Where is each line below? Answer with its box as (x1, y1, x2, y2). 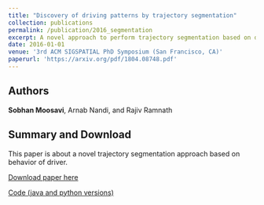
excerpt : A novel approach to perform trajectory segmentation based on (8, 33, 251, 42)
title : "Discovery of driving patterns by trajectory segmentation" (8, 11, 237, 20)
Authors (8, 84, 49, 98)
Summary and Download (8, 128, 132, 141)
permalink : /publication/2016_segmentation (8, 26, 153, 34)
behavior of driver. (8, 157, 68, 167)
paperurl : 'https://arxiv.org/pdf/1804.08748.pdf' (8, 56, 178, 64)
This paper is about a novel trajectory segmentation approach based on (8, 148, 240, 158)
